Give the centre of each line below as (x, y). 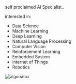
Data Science (25, 26)
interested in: (18, 16)
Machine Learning (30, 31)
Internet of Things (30, 62)
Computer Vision (29, 46)
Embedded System (31, 57)
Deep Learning (27, 36)
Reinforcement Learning (36, 51)
